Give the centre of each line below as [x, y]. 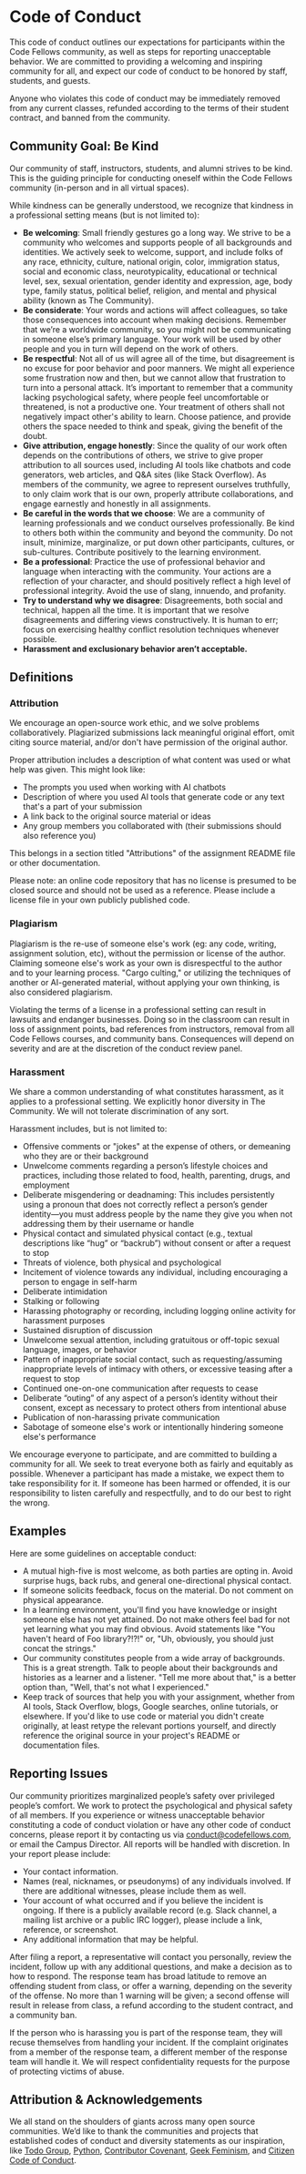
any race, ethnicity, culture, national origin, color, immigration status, [151, 261]
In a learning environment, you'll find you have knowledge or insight [150, 1609]
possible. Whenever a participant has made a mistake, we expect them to [147, 1474]
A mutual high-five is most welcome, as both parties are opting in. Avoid [158, 1571]
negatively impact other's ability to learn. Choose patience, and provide [157, 416]
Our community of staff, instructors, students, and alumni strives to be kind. [151, 168]
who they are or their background [85, 1156]
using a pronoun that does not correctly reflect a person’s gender [145, 1205]
